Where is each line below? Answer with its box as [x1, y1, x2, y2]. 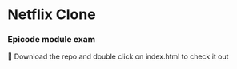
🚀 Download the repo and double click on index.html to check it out [7, 52, 229, 61]
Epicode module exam [7, 34, 96, 45]
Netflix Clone [7, 6, 97, 24]
